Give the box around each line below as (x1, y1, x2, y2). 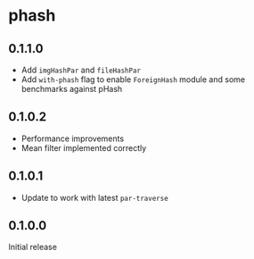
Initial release (8, 242, 57, 253)
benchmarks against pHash (20, 84, 123, 94)
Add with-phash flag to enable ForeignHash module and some (20, 74, 246, 85)
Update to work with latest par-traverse (20, 192, 168, 203)
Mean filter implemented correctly (20, 142, 147, 153)
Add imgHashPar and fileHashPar (20, 64, 142, 75)
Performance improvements (20, 133, 125, 144)
